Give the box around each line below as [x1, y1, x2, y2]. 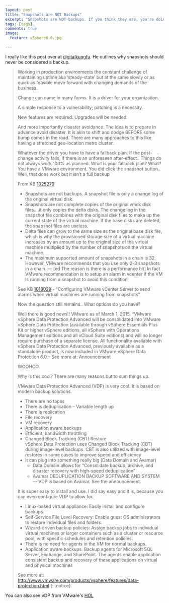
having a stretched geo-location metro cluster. [17, 140, 114, 146]
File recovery [25, 414, 53, 420]
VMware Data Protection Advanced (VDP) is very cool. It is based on [17, 383, 160, 389]
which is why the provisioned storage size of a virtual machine [25, 233, 154, 239]
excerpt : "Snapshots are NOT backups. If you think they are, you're [5, 17, 154, 22]
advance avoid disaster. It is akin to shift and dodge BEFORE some [17, 129, 155, 135]
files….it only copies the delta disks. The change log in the [25, 207, 146, 213]
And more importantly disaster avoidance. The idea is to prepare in [17, 124, 156, 130]
